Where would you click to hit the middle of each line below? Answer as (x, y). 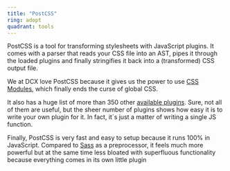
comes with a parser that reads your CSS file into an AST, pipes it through (113, 53)
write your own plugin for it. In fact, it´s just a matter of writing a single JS (112, 117)
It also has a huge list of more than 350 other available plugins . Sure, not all (115, 102)
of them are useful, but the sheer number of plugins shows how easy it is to (115, 110)
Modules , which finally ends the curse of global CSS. (82, 89)
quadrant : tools (30, 26)
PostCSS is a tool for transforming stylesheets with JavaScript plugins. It (110, 46)
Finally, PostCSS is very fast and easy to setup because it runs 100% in (108, 138)
